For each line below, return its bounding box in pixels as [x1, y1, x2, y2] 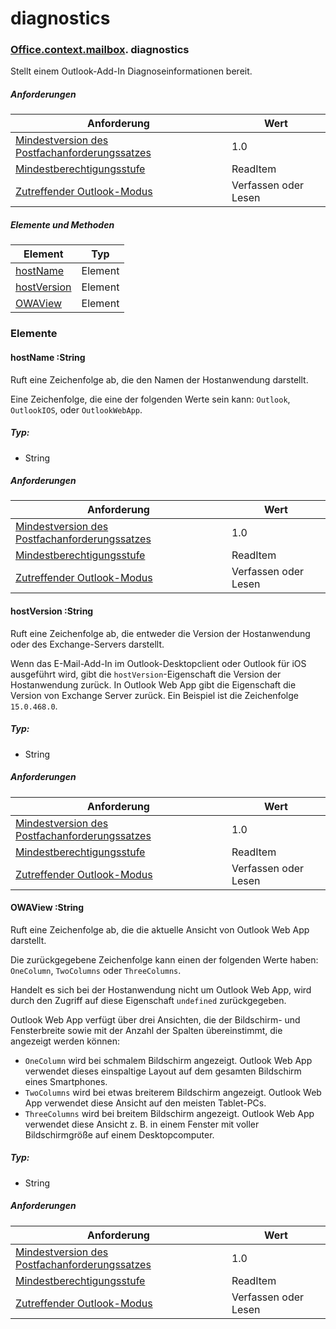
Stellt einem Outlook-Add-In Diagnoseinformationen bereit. [10, 65, 253, 77]
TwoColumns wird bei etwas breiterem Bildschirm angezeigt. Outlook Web [24, 1086, 322, 1098]
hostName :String [10, 351, 86, 363]
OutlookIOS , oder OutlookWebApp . [10, 403, 143, 416]
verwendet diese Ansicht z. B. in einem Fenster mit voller [24, 1118, 260, 1130]
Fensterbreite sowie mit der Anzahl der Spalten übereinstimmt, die [10, 1024, 283, 1036]
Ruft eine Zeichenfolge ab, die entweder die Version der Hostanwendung [10, 627, 311, 639]
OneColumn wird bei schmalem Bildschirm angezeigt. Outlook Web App [24, 1054, 313, 1066]
